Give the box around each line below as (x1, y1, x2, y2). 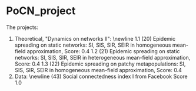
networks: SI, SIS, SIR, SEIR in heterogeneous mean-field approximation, (14, 54, 191, 61)
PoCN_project (6, 4, 76, 18)
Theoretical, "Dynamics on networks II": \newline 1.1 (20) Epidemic (14, 35, 176, 42)
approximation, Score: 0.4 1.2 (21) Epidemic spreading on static (26, 47, 181, 54)
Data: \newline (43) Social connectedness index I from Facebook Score (14, 73, 188, 80)
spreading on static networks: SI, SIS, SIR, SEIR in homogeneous (14, 41, 171, 48)
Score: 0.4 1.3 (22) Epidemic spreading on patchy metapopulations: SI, (14, 60, 186, 67)
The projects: (6, 24, 38, 31)
